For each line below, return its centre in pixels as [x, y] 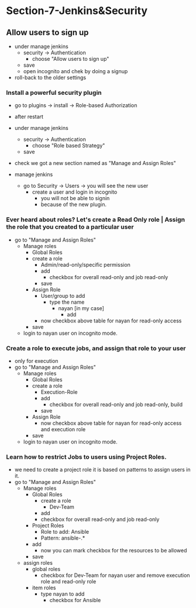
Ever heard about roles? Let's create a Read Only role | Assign [96, 219]
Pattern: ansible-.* [63, 538]
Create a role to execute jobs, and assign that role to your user [96, 348]
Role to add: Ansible [65, 532]
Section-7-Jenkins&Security [77, 11]
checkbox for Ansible [75, 600]
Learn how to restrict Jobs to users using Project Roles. [86, 456]
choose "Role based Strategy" [68, 146]
